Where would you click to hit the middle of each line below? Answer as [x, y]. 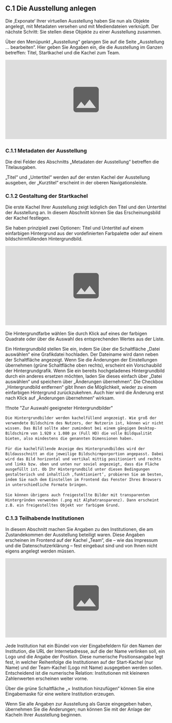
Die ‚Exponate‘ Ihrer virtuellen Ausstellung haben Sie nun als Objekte [78, 21]
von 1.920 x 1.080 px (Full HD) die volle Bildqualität [91, 433]
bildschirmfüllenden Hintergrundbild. [44, 239]
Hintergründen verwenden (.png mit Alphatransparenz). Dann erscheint [82, 500]
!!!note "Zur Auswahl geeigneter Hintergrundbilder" [59, 408]
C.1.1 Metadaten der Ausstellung [46, 150]
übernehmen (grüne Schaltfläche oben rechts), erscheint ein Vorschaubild [84, 365]
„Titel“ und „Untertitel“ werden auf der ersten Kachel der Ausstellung [78, 177]
